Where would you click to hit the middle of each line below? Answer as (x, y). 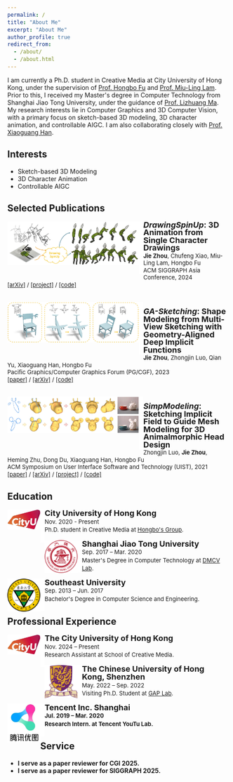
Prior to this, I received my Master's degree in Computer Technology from (114, 95)
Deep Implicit (169, 342)
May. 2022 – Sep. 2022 (113, 685)
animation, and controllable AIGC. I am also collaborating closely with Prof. (115, 125)
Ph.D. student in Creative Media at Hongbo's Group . (114, 530)
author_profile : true (39, 37)
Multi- (213, 319)
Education (30, 496)
